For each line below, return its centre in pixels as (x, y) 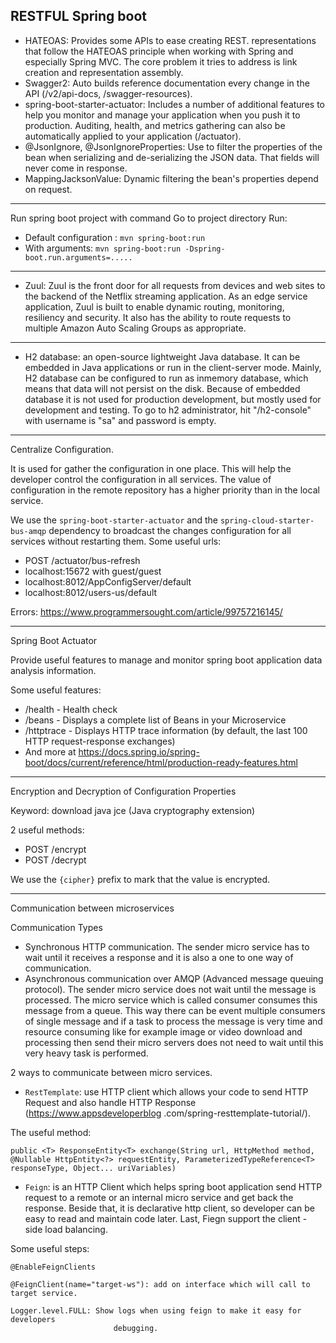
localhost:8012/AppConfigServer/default (108, 581)
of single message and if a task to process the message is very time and (173, 1021)
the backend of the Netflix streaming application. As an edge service (166, 296)
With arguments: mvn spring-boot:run (103, 248)
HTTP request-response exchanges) (100, 741)
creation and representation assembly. (104, 72)
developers (33, 1319)
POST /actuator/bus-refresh (82, 560)
